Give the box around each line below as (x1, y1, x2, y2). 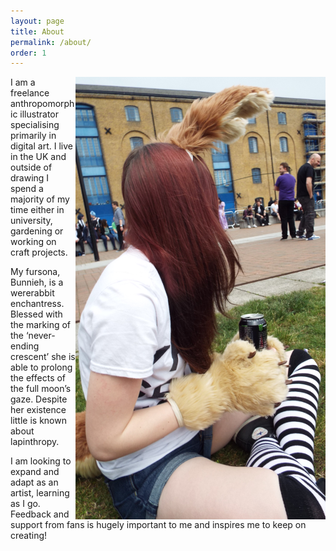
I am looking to (10, 455, 72, 467)
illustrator (19, 108, 59, 120)
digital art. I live (10, 140, 73, 152)
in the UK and (10, 151, 67, 163)
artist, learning (10, 487, 70, 499)
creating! (10, 530, 48, 542)
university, (10, 215, 53, 227)
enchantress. (10, 298, 65, 310)
